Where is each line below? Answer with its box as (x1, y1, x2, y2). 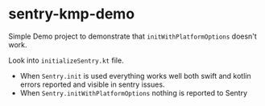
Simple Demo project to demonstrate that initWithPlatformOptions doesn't (8, 31, 258, 41)
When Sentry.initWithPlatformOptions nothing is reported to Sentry (19, 88, 248, 97)
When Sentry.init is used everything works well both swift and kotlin (19, 71, 251, 80)
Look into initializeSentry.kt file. (8, 55, 124, 65)
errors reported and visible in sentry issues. (19, 79, 165, 89)
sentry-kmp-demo (8, 5, 135, 23)
